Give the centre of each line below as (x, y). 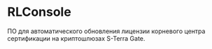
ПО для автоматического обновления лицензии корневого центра (106, 31)
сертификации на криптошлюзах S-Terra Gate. (76, 38)
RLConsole (39, 12)
